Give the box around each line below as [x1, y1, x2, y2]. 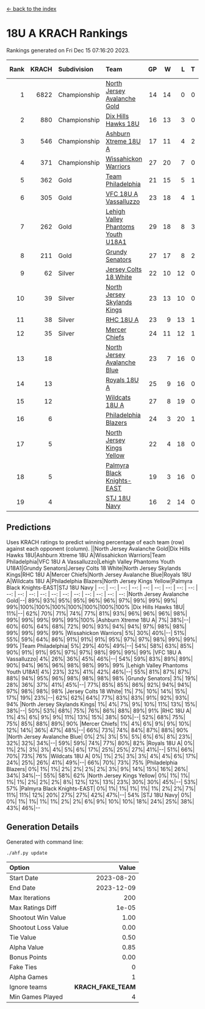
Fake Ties [9, 963, 38, 971]
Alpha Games [9, 972, 48, 981]
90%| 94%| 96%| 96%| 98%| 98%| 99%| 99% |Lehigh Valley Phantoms [6, 661, 188, 669]
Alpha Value [9, 943, 44, 951]
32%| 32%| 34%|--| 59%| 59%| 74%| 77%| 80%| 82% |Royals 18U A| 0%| [6, 739, 195, 747]
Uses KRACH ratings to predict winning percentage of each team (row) [6, 538, 185, 545]
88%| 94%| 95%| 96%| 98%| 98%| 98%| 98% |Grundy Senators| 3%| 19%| [6, 674, 198, 682]
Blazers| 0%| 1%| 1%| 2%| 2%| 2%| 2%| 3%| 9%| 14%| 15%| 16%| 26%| [6, 765, 188, 772]
